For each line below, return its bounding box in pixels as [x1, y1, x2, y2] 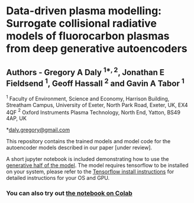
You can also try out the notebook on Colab [6, 189, 133, 198]
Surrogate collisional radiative [6, 17, 157, 30]
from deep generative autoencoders [6, 42, 187, 56]
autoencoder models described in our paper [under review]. [6, 144, 153, 152]
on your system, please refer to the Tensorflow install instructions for [6, 168, 174, 175]
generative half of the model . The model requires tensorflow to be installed [6, 162, 189, 169]
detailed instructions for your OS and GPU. [6, 175, 110, 182]
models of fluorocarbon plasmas [6, 30, 170, 43]
